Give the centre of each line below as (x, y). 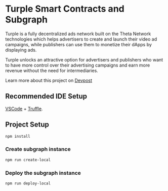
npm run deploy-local (28, 183)
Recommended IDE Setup (46, 96)
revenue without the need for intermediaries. (52, 70)
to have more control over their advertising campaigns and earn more (78, 65)
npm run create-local (28, 160)
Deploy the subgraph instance (43, 173)
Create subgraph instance (38, 149)
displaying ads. (21, 50)
